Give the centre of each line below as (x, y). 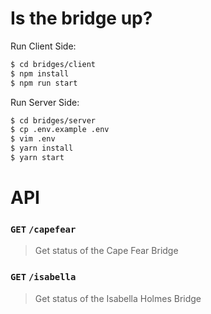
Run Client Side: (43, 46)
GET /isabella (43, 277)
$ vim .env (33, 139)
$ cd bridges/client (53, 64)
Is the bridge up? (81, 18)
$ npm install (40, 73)
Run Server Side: (45, 102)
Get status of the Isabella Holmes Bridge (118, 298)
